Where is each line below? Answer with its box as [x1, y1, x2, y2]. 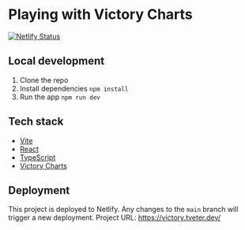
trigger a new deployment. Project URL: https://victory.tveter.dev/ [8, 213, 221, 222]
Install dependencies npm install [19, 83, 129, 93]
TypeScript [19, 152, 56, 162]
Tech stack [8, 115, 64, 128]
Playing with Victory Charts [8, 6, 194, 24]
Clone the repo [19, 75, 69, 84]
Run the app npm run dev [19, 92, 100, 102]
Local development [8, 54, 105, 68]
